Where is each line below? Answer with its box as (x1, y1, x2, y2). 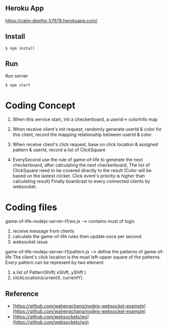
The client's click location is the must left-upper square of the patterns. (12, 254, 161, 260)
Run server (5, 73, 28, 79)
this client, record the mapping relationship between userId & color (12, 131, 152, 138)
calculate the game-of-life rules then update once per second (12, 234, 142, 240)
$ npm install (5, 46, 35, 51)
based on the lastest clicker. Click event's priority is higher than (12, 173, 145, 179)
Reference (5, 289, 39, 298)
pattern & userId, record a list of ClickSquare (12, 147, 106, 153)
